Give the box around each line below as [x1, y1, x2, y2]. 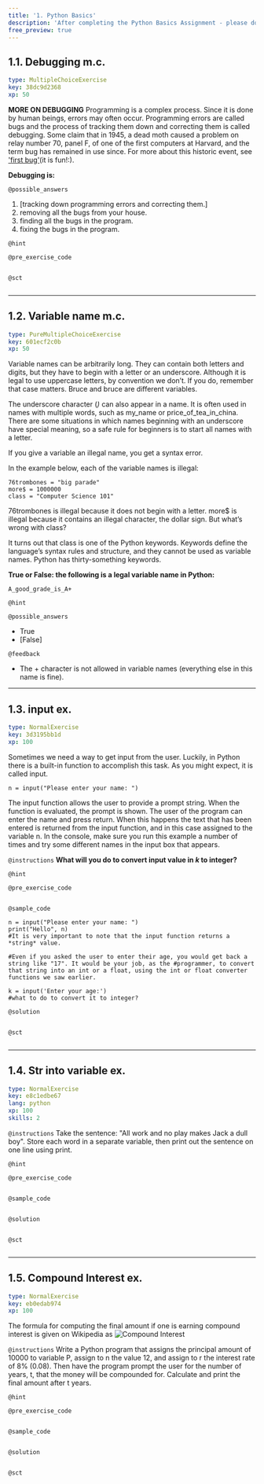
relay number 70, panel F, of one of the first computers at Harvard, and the [8, 138, 250, 148]
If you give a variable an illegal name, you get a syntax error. [8, 448, 203, 458]
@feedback [8, 650, 41, 658]
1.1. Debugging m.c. [8, 55, 106, 68]
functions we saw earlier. [8, 973, 97, 981]
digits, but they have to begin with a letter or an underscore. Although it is [8, 367, 246, 377]
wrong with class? [8, 523, 67, 532]
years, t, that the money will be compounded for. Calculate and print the [8, 1370, 241, 1379]
